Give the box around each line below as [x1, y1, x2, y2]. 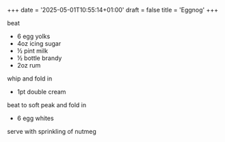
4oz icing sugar [16, 40, 62, 47]
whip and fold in [7, 74, 53, 83]
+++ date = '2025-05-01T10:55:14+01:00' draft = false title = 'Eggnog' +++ [7, 6, 219, 14]
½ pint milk [16, 47, 49, 55]
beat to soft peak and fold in [7, 101, 87, 109]
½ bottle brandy [16, 54, 62, 62]
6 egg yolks [16, 32, 51, 40]
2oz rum [16, 61, 41, 69]
